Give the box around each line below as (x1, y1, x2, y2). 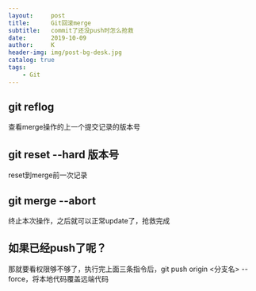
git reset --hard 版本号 (8, 148, 120, 161)
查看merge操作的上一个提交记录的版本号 (8, 122, 141, 132)
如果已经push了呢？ (8, 242, 107, 255)
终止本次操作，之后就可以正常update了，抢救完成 (8, 216, 170, 226)
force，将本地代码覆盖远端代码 (8, 274, 109, 283)
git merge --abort (8, 194, 97, 208)
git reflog (8, 100, 55, 114)
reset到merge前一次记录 (8, 170, 88, 180)
